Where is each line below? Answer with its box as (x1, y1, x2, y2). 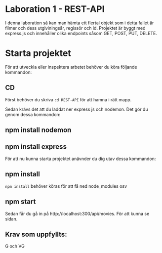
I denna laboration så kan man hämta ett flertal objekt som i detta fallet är (5, 20, 154, 26)
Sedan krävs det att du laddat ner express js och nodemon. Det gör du (5, 106, 148, 112)
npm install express (5, 142, 67, 151)
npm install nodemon (5, 126, 72, 134)
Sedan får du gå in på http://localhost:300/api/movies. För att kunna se (5, 211, 150, 216)
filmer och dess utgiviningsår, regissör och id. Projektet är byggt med (5, 25, 146, 31)
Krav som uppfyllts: (5, 230, 68, 238)
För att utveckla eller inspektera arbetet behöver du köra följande (5, 64, 137, 70)
